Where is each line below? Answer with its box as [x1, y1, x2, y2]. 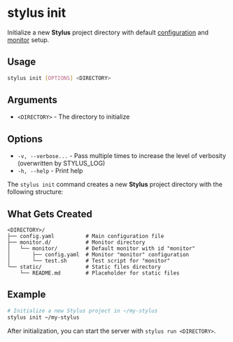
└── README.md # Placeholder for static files [20, 270, 180, 277]
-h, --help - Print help [17, 166, 83, 175]
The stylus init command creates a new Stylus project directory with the [7, 180, 223, 189]
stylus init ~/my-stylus [7, 314, 80, 321]
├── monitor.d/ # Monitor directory [7, 239, 146, 246]
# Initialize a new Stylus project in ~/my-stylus [7, 307, 158, 314]
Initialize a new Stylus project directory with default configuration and [7, 28, 209, 37]
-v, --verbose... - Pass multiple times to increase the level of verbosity [17, 152, 226, 160]
